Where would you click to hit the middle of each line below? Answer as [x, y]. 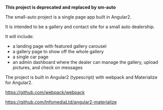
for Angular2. [19, 83]
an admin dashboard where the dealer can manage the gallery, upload [85, 62]
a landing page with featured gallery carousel [59, 46]
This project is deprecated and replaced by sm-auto [61, 7]
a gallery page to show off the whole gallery [58, 51]
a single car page [30, 57]
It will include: [20, 36]
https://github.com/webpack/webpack [45, 92]
